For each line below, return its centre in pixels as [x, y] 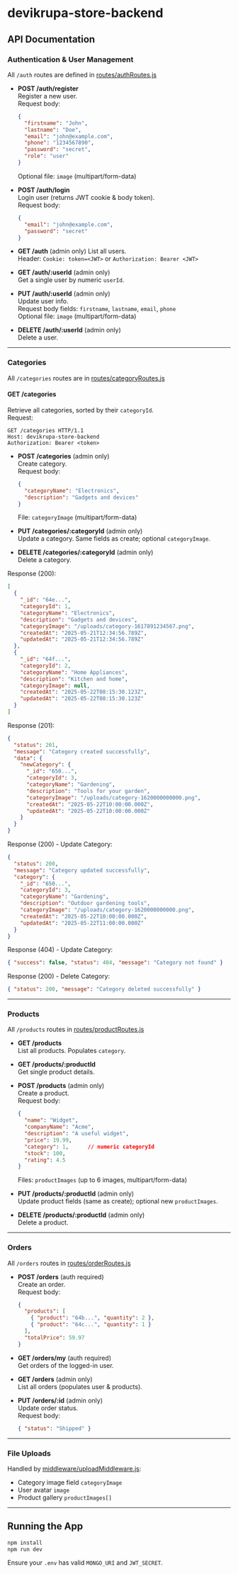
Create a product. [43, 1094]
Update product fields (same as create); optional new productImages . [118, 1201]
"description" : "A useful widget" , [77, 1134]
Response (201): [31, 725]
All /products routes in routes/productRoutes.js [76, 1030]
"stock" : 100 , [45, 1153]
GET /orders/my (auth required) [64, 1358]
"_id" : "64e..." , [46, 600]
